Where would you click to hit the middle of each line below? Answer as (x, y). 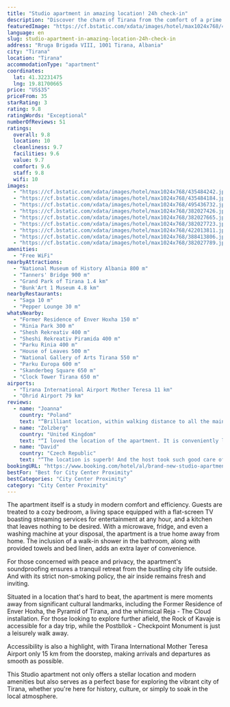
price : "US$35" (29, 90)
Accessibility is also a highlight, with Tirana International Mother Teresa (107, 647)
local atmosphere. (33, 696)
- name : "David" (36, 447)
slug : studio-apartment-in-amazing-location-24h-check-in (91, 39)
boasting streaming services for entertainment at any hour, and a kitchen (110, 519)
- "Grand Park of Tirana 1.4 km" (61, 281)
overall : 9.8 (32, 134)
